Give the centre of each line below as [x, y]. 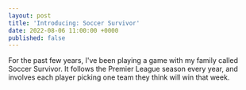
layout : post [30, 16]
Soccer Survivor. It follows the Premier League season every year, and [123, 69]
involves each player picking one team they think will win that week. [119, 77]
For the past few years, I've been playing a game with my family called [123, 61]
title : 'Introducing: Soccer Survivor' [74, 23]
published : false [37, 38]
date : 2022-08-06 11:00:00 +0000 [63, 30]
